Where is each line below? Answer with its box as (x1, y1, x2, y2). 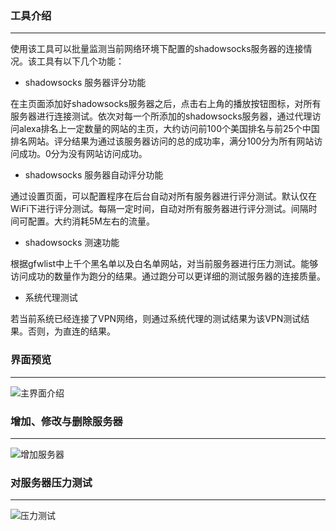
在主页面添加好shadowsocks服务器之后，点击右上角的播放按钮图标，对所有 (10, 98, 322, 110)
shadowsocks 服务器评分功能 (24, 77, 147, 89)
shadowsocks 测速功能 (24, 237, 120, 249)
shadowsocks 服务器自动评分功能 (24, 169, 164, 181)
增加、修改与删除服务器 (10, 414, 123, 428)
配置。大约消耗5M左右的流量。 (27, 215, 155, 227)
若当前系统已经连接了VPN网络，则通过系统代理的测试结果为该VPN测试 (10, 313, 302, 325)
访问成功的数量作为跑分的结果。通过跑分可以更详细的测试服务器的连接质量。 (10, 270, 326, 282)
